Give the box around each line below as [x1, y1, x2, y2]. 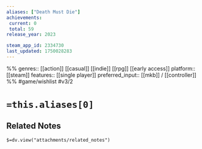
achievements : [6, 15, 43, 21]
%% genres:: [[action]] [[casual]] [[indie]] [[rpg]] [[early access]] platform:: [6, 64, 195, 72]
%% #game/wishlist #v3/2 [6, 77, 73, 85]
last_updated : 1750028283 [6, 48, 72, 55]
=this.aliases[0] [6, 99, 95, 111]
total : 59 [9, 26, 34, 32]
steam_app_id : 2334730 [6, 43, 64, 49]
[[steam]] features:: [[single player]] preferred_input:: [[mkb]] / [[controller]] [6, 71, 197, 78]
